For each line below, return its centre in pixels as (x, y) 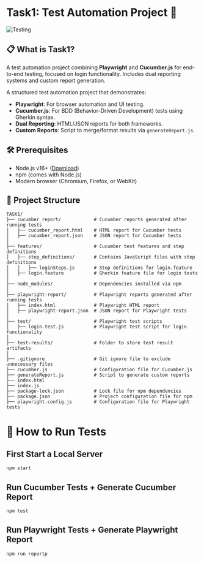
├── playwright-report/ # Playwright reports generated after (99, 295)
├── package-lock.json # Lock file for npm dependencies (94, 391)
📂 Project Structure (43, 200)
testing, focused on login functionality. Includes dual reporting (103, 74)
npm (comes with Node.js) (49, 175)
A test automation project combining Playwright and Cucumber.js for (94, 67)
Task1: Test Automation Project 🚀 (92, 13)
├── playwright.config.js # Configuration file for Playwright (98, 402)
